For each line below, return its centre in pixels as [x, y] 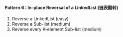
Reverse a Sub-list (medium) [41, 24]
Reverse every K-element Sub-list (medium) [57, 29]
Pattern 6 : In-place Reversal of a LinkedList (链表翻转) [61, 7]
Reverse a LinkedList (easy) [40, 19]
